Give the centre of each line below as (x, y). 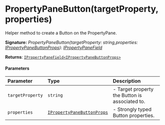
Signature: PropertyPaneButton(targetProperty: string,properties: (72, 42)
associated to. (129, 102)
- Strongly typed (132, 109)
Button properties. (134, 116)
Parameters (17, 68)
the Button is (127, 95)
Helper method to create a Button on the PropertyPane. (61, 33)
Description (127, 81)
